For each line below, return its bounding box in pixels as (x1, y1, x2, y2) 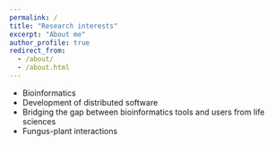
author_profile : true (9, 38, 90, 47)
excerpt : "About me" (9, 30, 87, 38)
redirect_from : (9, 47, 66, 55)
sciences (21, 115, 56, 126)
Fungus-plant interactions (21, 125, 118, 136)
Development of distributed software (21, 97, 158, 107)
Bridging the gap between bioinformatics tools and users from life (21, 107, 265, 117)
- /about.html (17, 64, 70, 72)
